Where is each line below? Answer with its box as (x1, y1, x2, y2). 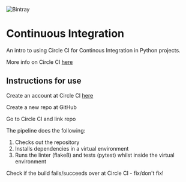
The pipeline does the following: (6, 127, 86, 134)
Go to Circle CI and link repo (6, 115, 76, 122)
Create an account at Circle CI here (6, 92, 94, 99)
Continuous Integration (6, 27, 125, 40)
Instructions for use (6, 76, 82, 86)
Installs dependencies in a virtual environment (14, 145, 129, 152)
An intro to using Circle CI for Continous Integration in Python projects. (6, 46, 181, 54)
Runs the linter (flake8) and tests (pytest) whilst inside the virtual (14, 151, 175, 158)
